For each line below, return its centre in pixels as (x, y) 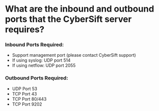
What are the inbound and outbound (80, 9)
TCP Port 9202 (27, 104)
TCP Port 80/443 (29, 99)
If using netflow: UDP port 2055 (44, 65)
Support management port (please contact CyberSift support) (74, 55)
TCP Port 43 (25, 94)
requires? (25, 30)
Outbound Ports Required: (37, 78)
